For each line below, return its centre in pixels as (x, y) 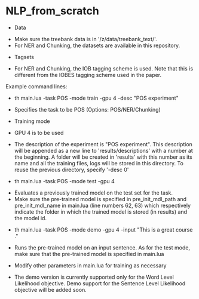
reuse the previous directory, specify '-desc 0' (71, 169)
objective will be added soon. (50, 289)
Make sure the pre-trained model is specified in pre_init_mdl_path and (100, 199)
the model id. (30, 218)
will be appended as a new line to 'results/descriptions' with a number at (104, 150)
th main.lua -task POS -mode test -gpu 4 (64, 181)
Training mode (32, 121)
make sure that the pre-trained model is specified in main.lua (89, 254)
